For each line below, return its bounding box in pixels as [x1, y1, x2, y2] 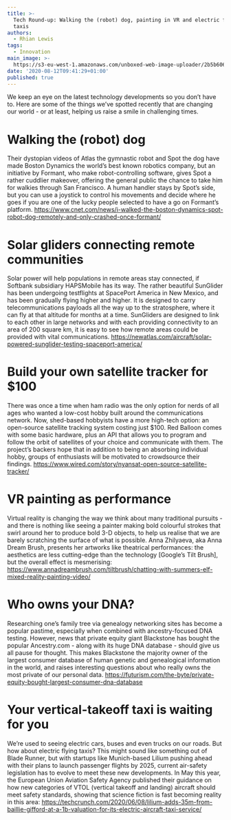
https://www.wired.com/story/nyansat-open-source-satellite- [33, 460, 208, 468]
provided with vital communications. [7, 333, 110, 341]
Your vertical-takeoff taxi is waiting [7, 702, 213, 717]
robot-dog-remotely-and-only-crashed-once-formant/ [7, 213, 162, 221]
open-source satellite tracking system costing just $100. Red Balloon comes [7, 424, 222, 432]
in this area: [7, 798, 41, 806]
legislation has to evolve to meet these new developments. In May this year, [7, 768, 221, 777]
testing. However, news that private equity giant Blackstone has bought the [7, 634, 220, 643]
